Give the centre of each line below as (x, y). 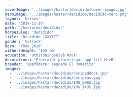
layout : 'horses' (23, 19)
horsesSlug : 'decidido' (30, 32)
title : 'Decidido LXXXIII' (33, 37)
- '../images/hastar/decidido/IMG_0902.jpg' (56, 82)
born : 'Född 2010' (24, 46)
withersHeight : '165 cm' (31, 50)
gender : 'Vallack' (24, 42)
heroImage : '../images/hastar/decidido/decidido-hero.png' (67, 14)
